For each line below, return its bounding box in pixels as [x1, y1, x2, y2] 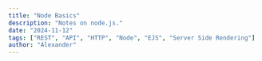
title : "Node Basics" [8, 11, 81, 20]
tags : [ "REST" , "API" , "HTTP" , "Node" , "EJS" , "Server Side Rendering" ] [8, 33, 256, 42]
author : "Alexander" [8, 41, 77, 49]
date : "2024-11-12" [8, 26, 73, 34]
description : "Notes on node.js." [8, 19, 124, 27]
